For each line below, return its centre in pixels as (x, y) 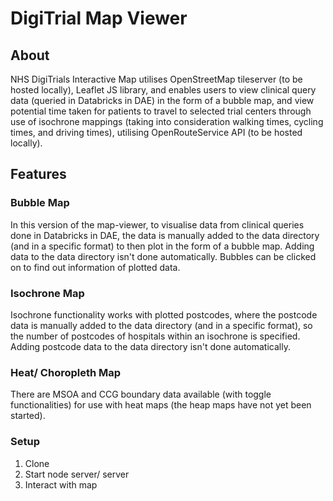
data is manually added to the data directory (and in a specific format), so (161, 325)
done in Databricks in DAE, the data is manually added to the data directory (165, 235)
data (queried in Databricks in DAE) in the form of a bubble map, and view (162, 100)
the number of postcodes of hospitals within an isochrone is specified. (155, 336)
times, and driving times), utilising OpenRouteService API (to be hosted (156, 132)
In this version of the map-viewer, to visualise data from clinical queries (157, 224)
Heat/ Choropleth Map (66, 372)
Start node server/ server (77, 474)
